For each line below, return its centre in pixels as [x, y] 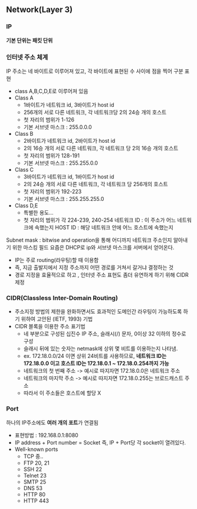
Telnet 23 [35, 475]
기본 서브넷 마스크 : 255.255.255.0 [64, 199]
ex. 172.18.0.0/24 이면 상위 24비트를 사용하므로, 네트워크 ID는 [95, 356]
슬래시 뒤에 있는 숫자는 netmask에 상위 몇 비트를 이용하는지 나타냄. [101, 348]
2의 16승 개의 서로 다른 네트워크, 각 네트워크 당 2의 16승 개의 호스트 [101, 148]
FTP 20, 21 [36, 463]
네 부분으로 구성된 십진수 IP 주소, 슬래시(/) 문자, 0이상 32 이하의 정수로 [105, 334]
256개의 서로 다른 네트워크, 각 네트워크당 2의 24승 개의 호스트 [95, 112]
